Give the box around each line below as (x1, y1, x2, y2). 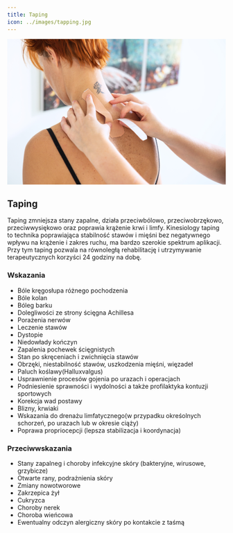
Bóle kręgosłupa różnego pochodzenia (17, 286, 128, 295)
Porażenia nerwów (17, 315, 71, 324)
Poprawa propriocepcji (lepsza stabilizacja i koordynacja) (17, 426, 182, 435)
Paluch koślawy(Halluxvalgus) (17, 367, 103, 376)
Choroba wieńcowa (17, 511, 74, 519)
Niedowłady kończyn (17, 338, 78, 346)
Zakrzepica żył (17, 489, 60, 497)
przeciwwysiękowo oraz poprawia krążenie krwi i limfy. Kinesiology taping (7, 224, 220, 232)
